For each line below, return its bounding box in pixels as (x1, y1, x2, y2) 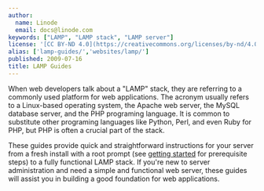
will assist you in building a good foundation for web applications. (8, 174, 220, 183)
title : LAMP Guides (8, 63, 72, 70)
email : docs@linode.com (15, 26, 93, 34)
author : (8, 11, 34, 20)
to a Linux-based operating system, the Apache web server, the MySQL (8, 100, 240, 110)
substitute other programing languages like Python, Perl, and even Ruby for (8, 117, 252, 126)
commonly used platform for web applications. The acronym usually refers (8, 92, 250, 102)
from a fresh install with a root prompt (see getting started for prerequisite (8, 149, 247, 158)
